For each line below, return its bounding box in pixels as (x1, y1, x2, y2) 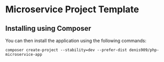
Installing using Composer (5, 24, 91, 33)
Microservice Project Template (5, 4, 139, 15)
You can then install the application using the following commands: (5, 37, 147, 44)
